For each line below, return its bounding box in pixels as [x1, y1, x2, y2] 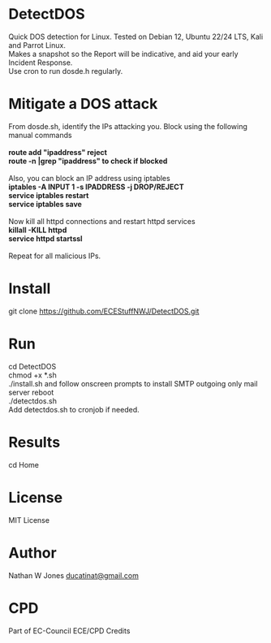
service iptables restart [8, 190, 89, 200]
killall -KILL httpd [8, 225, 67, 235]
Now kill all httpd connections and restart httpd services [8, 216, 196, 226]
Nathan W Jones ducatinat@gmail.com [8, 570, 140, 580]
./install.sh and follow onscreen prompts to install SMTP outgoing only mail [8, 378, 258, 388]
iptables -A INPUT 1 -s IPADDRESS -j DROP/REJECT [8, 182, 184, 192]
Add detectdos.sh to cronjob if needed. [8, 404, 140, 414]
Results [8, 433, 61, 451]
